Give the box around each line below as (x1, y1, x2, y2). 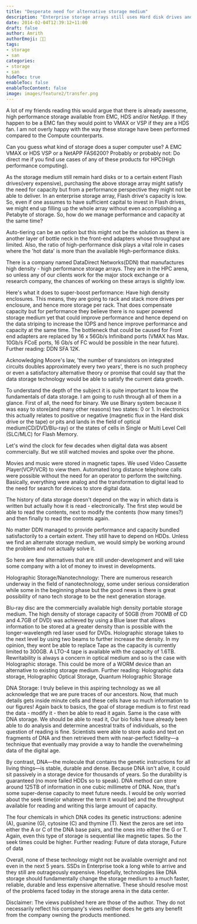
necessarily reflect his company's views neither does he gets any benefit (6, 905, 183, 912)
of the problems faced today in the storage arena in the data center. (6, 887, 170, 895)
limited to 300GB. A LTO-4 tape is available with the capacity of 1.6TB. (6, 648, 176, 655)
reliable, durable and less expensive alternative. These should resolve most (6, 881, 188, 888)
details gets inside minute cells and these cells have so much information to (6, 697, 189, 704)
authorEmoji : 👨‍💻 (6, 36, 46, 42)
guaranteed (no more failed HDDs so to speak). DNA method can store (6, 777, 177, 784)
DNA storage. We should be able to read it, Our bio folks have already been (6, 716, 188, 723)
